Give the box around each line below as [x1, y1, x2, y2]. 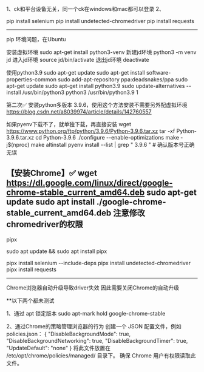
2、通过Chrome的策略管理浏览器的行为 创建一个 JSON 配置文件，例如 [6, 322, 182, 330]
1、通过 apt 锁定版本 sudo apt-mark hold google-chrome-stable [6, 309, 166, 317]
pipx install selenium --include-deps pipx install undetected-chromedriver [6, 259, 191, 266]
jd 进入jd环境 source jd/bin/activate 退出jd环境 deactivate [6, 56, 150, 63]
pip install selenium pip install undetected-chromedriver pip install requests [6, 18, 194, 24]
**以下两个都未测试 [6, 297, 55, 304]
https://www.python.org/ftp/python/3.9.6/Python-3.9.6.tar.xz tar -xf [6, 127, 175, 135]
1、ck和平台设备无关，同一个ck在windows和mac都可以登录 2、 [6, 5, 165, 12]
